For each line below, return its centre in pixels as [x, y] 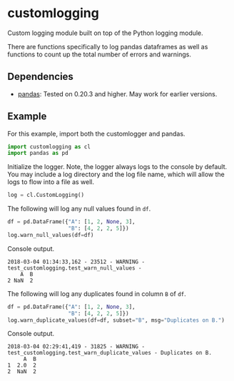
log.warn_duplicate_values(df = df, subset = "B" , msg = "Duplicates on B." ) [116, 320]
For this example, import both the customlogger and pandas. [96, 133]
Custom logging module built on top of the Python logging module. [105, 33]
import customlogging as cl [49, 147]
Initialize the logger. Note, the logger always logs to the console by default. [117, 167]
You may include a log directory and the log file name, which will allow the [116, 174]
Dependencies [40, 77]
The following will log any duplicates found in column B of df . [97, 293]
